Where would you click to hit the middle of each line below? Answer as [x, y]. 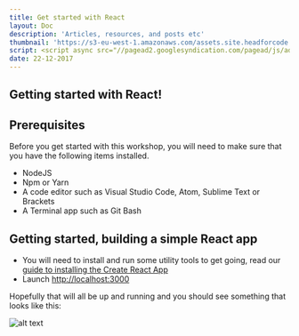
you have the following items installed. [79, 156]
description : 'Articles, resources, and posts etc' [107, 34]
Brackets [38, 202]
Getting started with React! [86, 95]
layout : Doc [31, 26]
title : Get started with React [67, 17]
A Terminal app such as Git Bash [82, 211]
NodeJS [37, 173]
